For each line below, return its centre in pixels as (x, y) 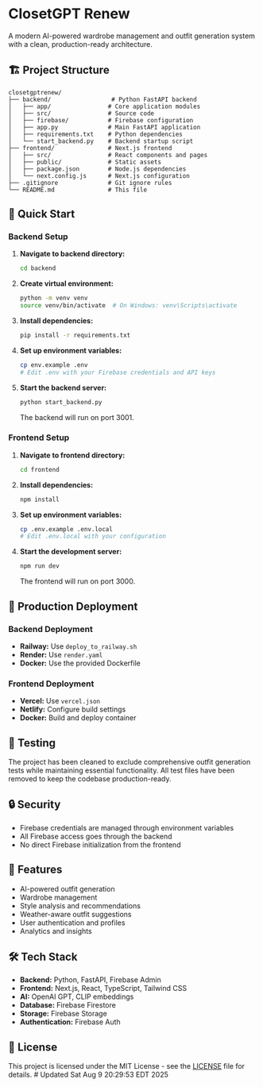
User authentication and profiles (72, 923)
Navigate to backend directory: (72, 254)
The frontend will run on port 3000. (77, 581)
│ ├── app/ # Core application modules (104, 106)
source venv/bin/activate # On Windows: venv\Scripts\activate (128, 306)
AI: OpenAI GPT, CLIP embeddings (77, 996)
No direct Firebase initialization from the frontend (100, 844)
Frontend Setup (39, 437)
